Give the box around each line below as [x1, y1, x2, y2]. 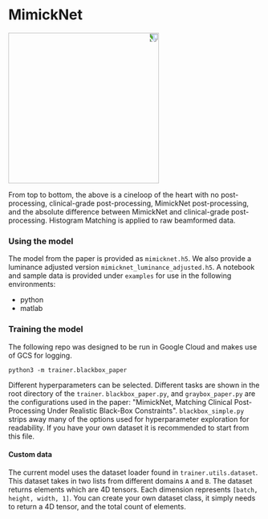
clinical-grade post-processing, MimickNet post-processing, [49, 198, 250, 208]
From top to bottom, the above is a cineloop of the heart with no [8, 190, 219, 199]
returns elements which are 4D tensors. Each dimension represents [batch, [8, 484, 258, 494]
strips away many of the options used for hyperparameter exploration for [8, 414, 250, 423]
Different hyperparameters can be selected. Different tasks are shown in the [8, 380, 260, 390]
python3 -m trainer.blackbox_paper [8, 366, 128, 374]
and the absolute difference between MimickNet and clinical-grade [8, 206, 230, 216]
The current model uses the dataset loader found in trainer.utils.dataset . [8, 468, 258, 477]
